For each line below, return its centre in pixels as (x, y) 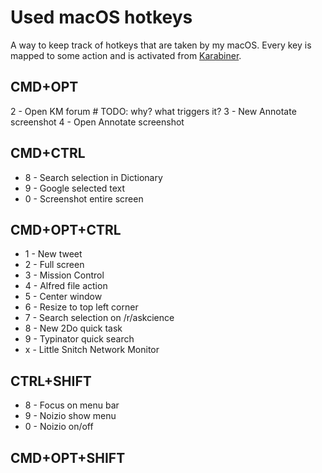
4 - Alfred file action (66, 286)
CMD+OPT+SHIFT (68, 457)
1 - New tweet (53, 254)
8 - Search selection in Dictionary (93, 177)
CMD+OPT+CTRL (66, 229)
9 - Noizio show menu (70, 416)
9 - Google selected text (75, 188)
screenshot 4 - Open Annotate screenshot (97, 122)
